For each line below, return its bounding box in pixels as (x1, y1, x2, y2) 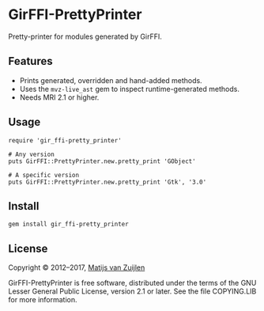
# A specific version (8, 171, 80, 179)
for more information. (8, 295, 77, 305)
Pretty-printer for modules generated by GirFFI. (8, 32, 162, 41)
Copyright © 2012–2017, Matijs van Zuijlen (8, 263, 145, 272)
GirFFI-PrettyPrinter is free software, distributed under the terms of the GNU (8, 279, 257, 288)
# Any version (8, 150, 55, 158)
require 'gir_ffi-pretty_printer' (8, 136, 123, 144)
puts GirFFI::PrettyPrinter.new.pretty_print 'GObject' (8, 157, 196, 165)
